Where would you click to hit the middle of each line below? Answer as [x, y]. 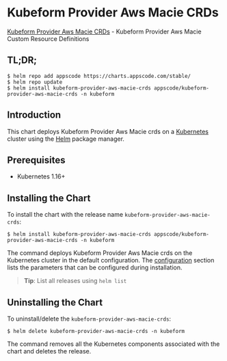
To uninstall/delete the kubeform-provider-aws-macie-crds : [89, 319]
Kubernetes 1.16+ [41, 176]
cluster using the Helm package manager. [66, 139]
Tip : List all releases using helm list [75, 281]
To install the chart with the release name [65, 215]
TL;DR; [22, 61]
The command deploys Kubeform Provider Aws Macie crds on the [100, 253]
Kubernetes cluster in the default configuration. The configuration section [111, 260]
